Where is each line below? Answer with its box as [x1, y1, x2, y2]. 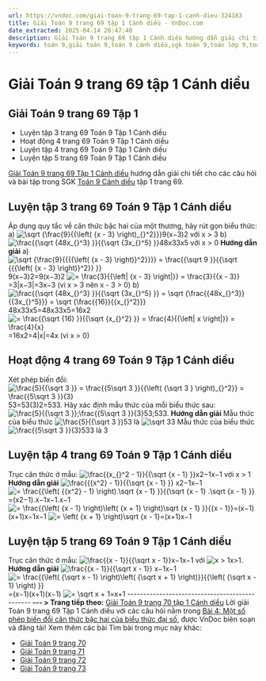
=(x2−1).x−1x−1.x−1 [8, 494, 71, 504]
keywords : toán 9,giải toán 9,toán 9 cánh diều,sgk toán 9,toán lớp [8, 41, 239, 49]
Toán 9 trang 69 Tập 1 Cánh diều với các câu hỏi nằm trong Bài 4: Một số [8, 606, 246, 616]
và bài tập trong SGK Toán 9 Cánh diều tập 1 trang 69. [8, 177, 184, 187]
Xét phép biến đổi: [8, 375, 69, 384]
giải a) [8, 246, 29, 256]
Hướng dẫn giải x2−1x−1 [8, 478, 203, 487]
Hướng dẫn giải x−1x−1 [8, 564, 177, 574]
